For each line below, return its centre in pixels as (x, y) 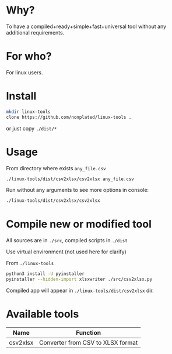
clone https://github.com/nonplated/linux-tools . (69, 117)
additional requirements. (35, 32)
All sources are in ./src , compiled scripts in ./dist (67, 240)
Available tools (43, 314)
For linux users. (24, 72)
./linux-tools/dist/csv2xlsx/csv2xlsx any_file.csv (70, 179)
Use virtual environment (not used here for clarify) (66, 252)
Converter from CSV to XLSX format (88, 342)
